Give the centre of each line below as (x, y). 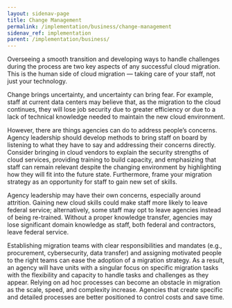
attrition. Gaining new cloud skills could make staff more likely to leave (107, 203)
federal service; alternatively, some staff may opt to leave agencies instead (114, 210)
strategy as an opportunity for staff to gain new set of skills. (92, 182)
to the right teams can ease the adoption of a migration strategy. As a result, (116, 260)
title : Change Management (44, 20)
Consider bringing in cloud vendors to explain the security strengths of (108, 153)
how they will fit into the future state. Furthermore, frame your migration (110, 175)
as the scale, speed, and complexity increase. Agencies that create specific (115, 290)
